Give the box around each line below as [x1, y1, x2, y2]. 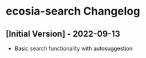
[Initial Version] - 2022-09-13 [5, 29, 120, 39]
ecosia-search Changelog [5, 4, 141, 18]
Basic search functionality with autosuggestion [14, 45, 133, 52]
